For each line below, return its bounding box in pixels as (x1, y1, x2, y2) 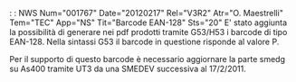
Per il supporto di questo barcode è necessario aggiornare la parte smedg (9, 54, 285, 64)
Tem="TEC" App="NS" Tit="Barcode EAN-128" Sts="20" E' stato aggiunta (9, 17, 288, 28)
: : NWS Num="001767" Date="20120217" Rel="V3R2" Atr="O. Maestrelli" (9, 8, 283, 18)
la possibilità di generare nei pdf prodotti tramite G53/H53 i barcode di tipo (9, 27, 288, 37)
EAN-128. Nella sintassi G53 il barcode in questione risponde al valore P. (9, 36, 280, 47)
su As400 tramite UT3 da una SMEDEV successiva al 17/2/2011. (9, 63, 246, 74)
